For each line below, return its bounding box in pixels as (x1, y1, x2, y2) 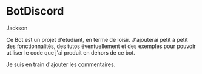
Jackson (6, 24, 28, 32)
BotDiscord (6, 4, 64, 18)
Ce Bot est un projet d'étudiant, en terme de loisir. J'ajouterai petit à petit (6, 36, 188, 43)
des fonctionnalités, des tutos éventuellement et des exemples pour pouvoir (6, 42, 196, 50)
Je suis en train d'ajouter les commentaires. (6, 61, 116, 68)
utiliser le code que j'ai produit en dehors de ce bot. (6, 49, 135, 56)
